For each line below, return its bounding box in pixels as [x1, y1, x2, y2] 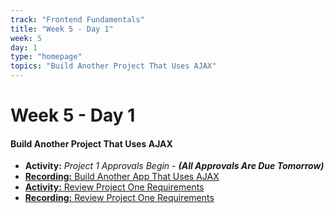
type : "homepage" [10, 52, 83, 62]
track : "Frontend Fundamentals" [10, 14, 145, 25]
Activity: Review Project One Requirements [24, 181, 205, 193]
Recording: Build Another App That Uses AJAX [24, 171, 220, 183]
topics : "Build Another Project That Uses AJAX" [10, 61, 217, 71]
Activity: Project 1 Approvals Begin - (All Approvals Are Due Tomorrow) [24, 160, 325, 172]
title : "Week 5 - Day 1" [10, 24, 114, 34]
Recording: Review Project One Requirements [24, 192, 215, 204]
